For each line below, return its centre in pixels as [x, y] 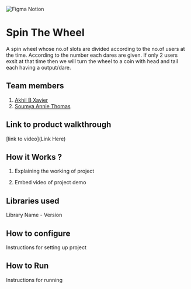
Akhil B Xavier [31, 100]
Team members [35, 86]
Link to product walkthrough [59, 125]
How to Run [27, 266]
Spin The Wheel [45, 33]
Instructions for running [34, 280]
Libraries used [33, 201]
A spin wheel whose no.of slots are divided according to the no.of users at [95, 49]
